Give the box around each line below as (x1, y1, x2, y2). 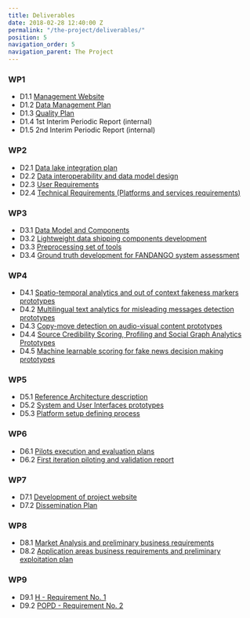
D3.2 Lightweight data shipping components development (19, 234, 208, 243)
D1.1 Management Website (19, 92, 104, 101)
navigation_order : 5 (8, 41, 76, 49)
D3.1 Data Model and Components (19, 225, 130, 234)
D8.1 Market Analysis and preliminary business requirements (19, 538, 215, 547)
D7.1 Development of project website (19, 492, 137, 502)
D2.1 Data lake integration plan (19, 163, 118, 172)
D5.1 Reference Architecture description (19, 392, 148, 402)
